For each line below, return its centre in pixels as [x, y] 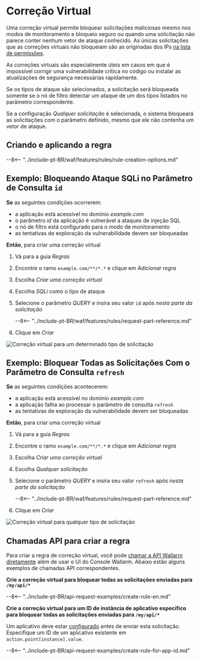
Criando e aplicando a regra [59, 145]
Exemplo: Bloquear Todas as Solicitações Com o [98, 363]
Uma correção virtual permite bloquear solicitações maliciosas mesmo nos [98, 28]
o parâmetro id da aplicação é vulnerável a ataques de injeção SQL [98, 220]
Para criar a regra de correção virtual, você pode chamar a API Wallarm [94, 556]
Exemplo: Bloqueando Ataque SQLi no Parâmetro [100, 178]
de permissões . [25, 53]
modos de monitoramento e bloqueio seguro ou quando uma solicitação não [100, 34]
